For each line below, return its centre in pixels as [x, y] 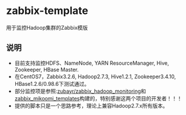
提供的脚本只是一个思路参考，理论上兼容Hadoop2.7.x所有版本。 [91, 106]
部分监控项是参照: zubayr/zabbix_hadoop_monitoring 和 [80, 91]
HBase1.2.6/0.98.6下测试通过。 [52, 83]
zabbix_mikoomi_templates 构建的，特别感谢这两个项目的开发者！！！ [98, 98]
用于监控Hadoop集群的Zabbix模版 [47, 27]
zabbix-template [47, 11]
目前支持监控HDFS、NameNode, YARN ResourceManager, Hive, [92, 63]
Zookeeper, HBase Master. [46, 69]
